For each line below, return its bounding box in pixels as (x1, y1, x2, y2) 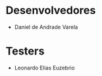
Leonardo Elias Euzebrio (14, 64, 75, 71)
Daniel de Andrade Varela (14, 23, 78, 31)
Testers (5, 44, 45, 58)
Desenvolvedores (5, 4, 96, 17)
